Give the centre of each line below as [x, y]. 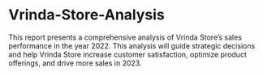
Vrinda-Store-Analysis [86, 15]
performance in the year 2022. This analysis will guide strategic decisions [132, 45]
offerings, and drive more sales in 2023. [75, 63]
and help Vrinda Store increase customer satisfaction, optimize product [128, 54]
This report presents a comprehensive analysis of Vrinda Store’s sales [125, 37]
